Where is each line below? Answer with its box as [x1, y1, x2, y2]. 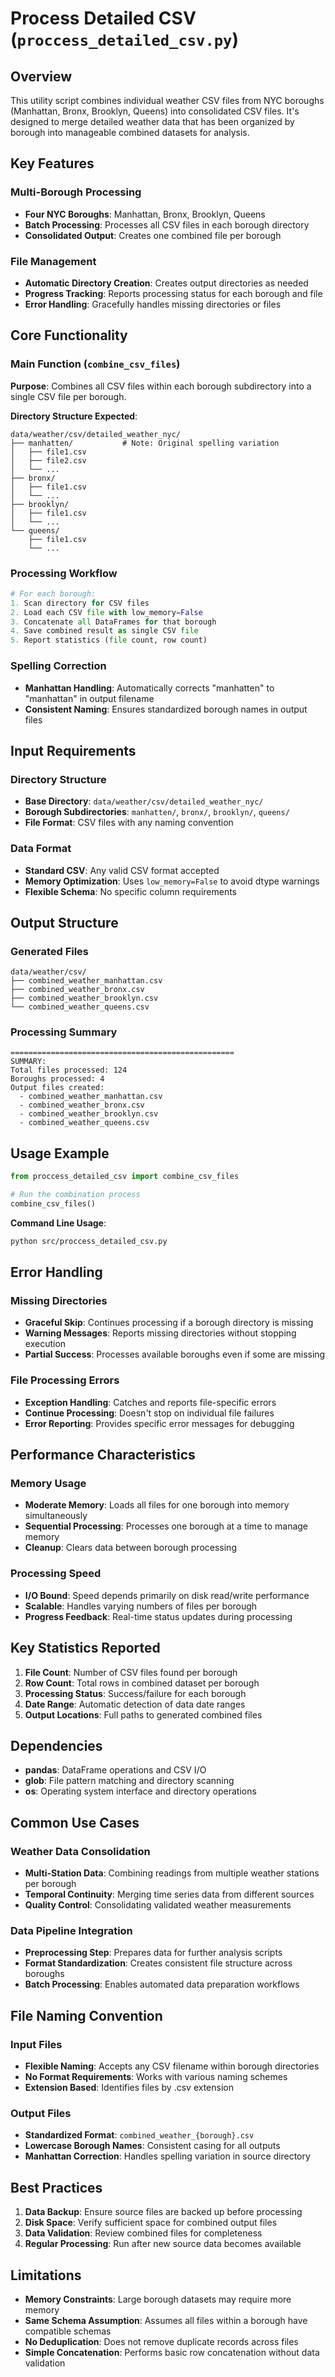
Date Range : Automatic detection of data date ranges [24, 1698, 246, 1710]
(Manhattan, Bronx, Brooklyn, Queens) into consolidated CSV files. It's [10, 105, 300, 117]
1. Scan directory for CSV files [10, 598, 150, 608]
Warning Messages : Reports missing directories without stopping [24, 1327, 297, 1339]
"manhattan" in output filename [24, 692, 155, 704]
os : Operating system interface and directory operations [24, 1785, 257, 1797]
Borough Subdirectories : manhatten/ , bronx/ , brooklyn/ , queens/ [24, 806, 290, 818]
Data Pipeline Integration [10, 1924, 133, 1937]
